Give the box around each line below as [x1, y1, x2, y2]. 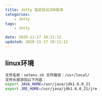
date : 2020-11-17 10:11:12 [5, 35, 61, 40]
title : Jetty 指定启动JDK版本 [5, 7, 63, 12]
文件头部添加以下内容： [5, 77, 46, 82]
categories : [5, 12, 30, 17]
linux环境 [5, 59, 34, 68]
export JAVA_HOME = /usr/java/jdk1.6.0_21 [5, 82, 91, 87]
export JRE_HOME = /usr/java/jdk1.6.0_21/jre [5, 87, 97, 92]
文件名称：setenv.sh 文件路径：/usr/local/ [5, 73, 90, 78]
